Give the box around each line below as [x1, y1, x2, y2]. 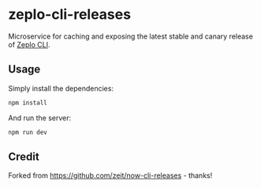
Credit [8, 149, 39, 163]
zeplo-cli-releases [8, 6, 132, 24]
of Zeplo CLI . [8, 39, 50, 49]
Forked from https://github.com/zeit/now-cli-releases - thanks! [8, 171, 213, 180]
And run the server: [8, 112, 72, 123]
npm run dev [8, 128, 47, 136]
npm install [8, 98, 47, 107]
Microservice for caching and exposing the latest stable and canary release [8, 31, 254, 41]
